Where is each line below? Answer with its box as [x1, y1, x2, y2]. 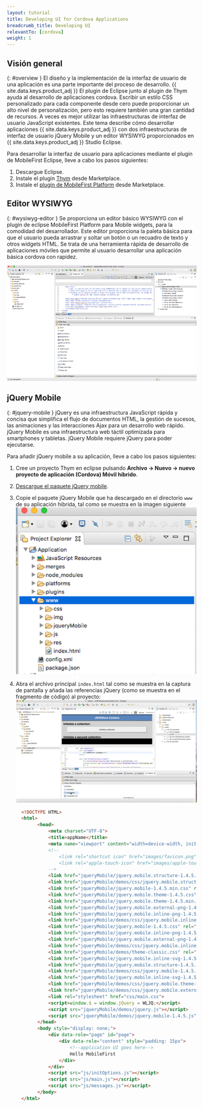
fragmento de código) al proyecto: [15, 693, 101, 700]
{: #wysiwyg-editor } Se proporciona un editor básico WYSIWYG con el [7, 214, 183, 222]
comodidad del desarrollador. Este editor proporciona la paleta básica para [7, 227, 193, 235]
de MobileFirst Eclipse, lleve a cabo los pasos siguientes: [7, 156, 148, 164]
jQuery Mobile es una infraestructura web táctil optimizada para [7, 428, 165, 435]
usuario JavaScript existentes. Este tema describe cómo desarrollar [7, 119, 175, 126]
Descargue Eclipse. [15, 168, 64, 175]
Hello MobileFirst [69, 1051, 116, 1057]
